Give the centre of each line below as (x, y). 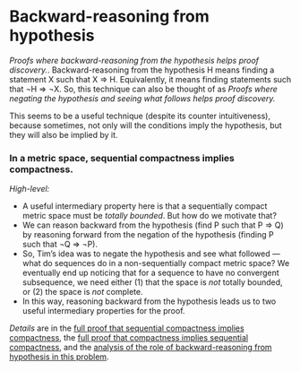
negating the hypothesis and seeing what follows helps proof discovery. (142, 98)
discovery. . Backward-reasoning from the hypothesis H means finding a (142, 70)
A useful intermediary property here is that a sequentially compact (145, 206)
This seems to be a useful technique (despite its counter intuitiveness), (140, 116)
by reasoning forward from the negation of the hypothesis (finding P (148, 235)
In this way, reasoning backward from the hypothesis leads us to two (149, 301)
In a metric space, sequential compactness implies (122, 158)
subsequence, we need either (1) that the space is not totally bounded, (153, 282)
